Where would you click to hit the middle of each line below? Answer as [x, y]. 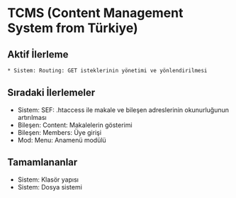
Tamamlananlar [43, 162]
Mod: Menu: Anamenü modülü [62, 140]
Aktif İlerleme [38, 54]
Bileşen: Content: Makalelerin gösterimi [75, 125]
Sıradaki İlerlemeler [51, 93]
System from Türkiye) [73, 28]
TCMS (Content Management [95, 13]
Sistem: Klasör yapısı [48, 180]
